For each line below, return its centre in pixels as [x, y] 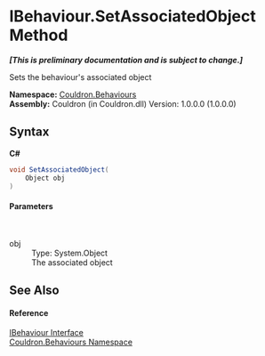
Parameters [31, 206]
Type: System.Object [70, 253]
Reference [29, 312]
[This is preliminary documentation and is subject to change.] [126, 60]
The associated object [72, 262]
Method [39, 35]
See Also [34, 290]
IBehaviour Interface [47, 333]
